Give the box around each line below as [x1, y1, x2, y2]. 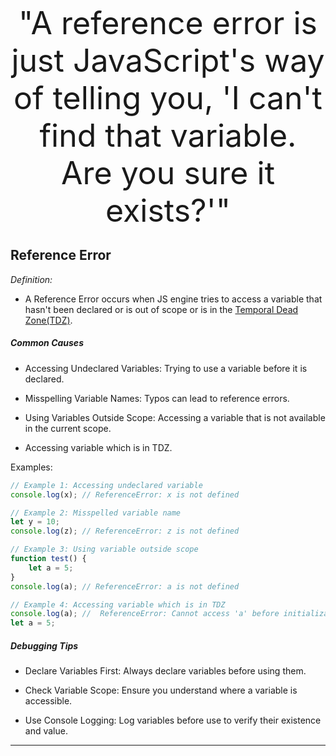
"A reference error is [18, 4, 318, 42]
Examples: [10, 461, 53, 473]
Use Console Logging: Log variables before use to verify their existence [24, 714, 322, 727]
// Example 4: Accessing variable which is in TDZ [10, 599, 226, 610]
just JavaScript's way [11, 41, 325, 80]
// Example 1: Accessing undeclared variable [10, 480, 203, 490]
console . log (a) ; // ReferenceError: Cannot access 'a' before [10, 609, 280, 619]
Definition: [10, 273, 53, 285]
